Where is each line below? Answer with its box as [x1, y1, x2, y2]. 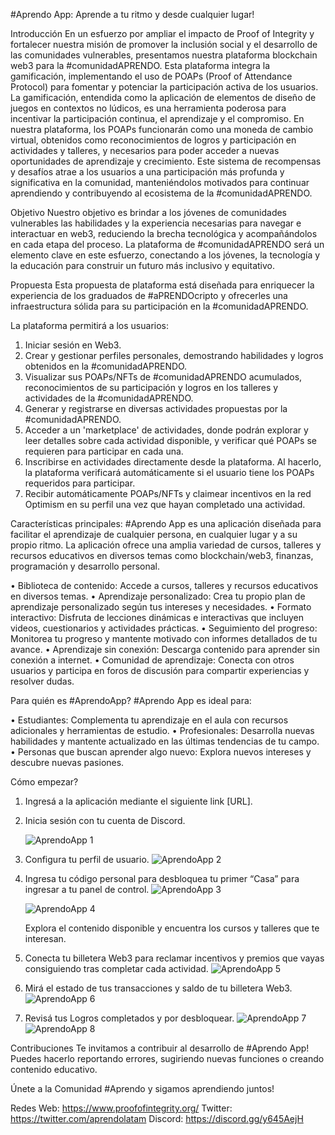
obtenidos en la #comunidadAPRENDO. [24, 360, 188, 372]
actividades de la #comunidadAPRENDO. [24, 392, 194, 404]
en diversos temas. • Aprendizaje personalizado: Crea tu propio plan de [10, 590, 306, 602]
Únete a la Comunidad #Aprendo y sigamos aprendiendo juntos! [10, 1083, 275, 1094]
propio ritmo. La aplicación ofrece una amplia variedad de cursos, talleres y [10, 539, 322, 551]
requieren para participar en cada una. [24, 445, 184, 457]
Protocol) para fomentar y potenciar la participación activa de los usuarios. [10, 81, 319, 93]
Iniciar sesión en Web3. [24, 339, 122, 351]
